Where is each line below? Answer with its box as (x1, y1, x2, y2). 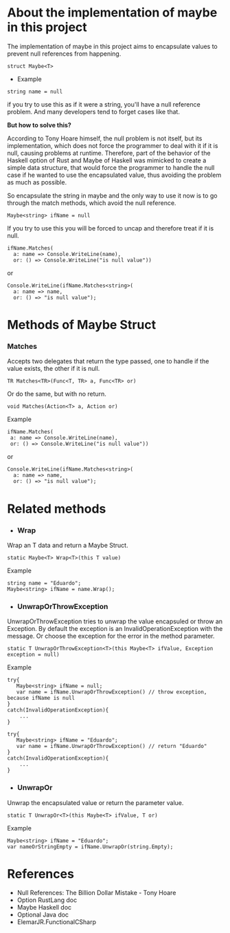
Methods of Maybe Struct (7, 317, 157, 333)
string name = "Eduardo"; (7, 579, 81, 586)
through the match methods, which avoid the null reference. (7, 198, 176, 207)
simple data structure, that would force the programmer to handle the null (7, 163, 215, 171)
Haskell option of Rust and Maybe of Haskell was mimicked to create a (7, 156, 207, 164)
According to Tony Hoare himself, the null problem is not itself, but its (7, 134, 203, 142)
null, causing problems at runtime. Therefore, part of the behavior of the (7, 149, 211, 157)
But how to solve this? (7, 120, 72, 129)
